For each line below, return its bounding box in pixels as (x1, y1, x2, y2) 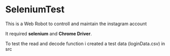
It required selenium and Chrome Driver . (5, 30, 92, 36)
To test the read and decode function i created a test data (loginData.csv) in (5, 40, 165, 47)
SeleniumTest (5, 4, 65, 15)
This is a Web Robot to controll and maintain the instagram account (5, 21, 147, 27)
